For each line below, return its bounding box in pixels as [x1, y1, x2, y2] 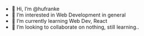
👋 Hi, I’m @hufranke [11, 6, 60, 12]
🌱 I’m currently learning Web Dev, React [11, 18, 108, 24]
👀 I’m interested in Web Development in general [11, 11, 127, 18]
